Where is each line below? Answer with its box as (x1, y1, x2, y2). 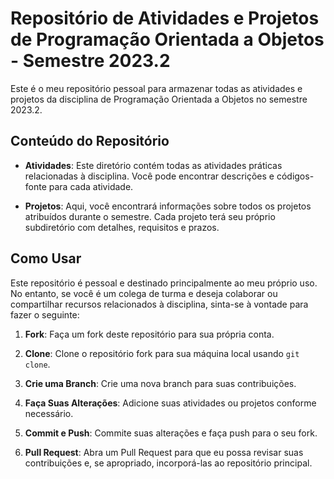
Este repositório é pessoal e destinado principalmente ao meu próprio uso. (10, 277, 318, 289)
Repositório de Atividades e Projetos (10, 7, 320, 30)
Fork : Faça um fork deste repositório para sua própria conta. (24, 328, 275, 340)
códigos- (276, 170, 315, 182)
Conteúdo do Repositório (10, 133, 170, 150)
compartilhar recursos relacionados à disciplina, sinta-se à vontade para (10, 298, 309, 310)
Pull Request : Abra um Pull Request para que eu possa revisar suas (24, 446, 304, 458)
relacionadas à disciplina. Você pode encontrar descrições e (24, 170, 275, 182)
